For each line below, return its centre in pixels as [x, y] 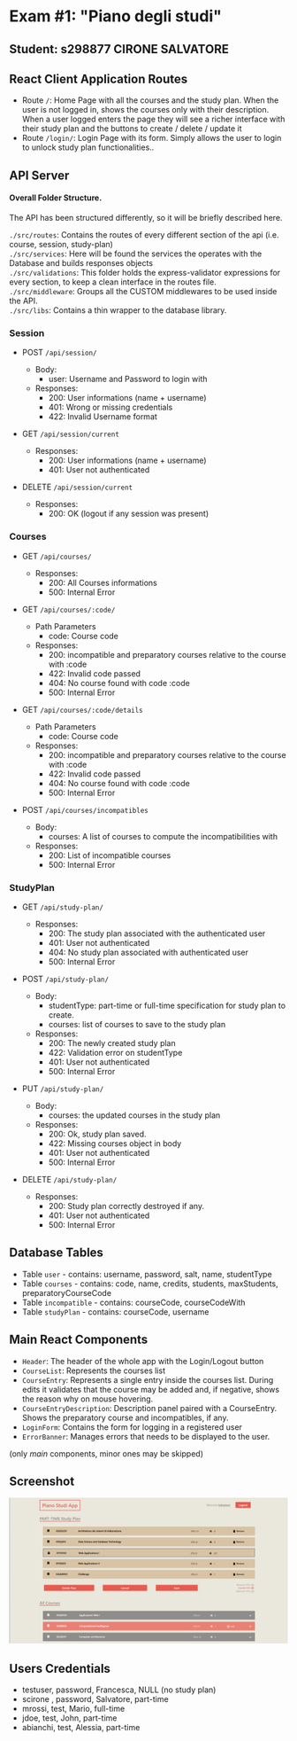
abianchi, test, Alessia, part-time [81, 1727]
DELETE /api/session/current [77, 487]
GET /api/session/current [70, 434]
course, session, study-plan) [61, 244]
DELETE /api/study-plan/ [69, 1179]
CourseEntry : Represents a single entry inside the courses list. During [148, 1379]
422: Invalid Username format [103, 417]
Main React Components [79, 1340]
